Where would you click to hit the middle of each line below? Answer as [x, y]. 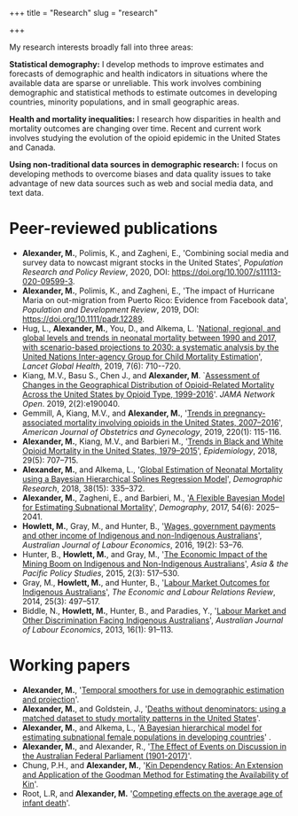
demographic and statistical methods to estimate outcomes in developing [143, 93]
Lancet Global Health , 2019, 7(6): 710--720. [102, 366]
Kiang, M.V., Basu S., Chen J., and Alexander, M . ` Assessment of [141, 375]
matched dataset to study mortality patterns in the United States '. [141, 718]
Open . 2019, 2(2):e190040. [71, 403]
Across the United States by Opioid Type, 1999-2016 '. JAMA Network [149, 394]
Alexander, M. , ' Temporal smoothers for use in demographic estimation [153, 689]
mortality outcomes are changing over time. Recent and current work [135, 128]
